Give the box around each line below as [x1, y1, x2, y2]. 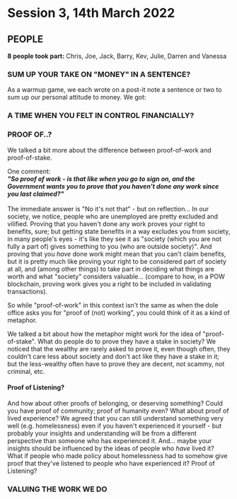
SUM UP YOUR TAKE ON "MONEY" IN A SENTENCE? [7, 69, 191, 79]
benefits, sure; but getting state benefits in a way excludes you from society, [7, 227, 231, 235]
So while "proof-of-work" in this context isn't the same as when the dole [7, 300, 219, 309]
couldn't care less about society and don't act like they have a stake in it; [7, 352, 220, 360]
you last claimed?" [7, 189, 64, 198]
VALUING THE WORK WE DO [7, 484, 108, 494]
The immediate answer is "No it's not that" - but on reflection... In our [7, 204, 209, 213]
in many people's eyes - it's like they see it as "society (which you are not [7, 235, 221, 243]
